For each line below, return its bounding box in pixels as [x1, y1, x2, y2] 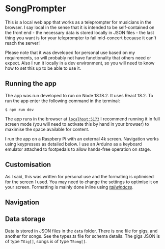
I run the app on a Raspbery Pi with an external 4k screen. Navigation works [5, 136, 159, 141]
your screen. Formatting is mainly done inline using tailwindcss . [5, 184, 134, 190]
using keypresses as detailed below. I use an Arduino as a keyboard [5, 141, 142, 147]
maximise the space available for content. [5, 126, 89, 132]
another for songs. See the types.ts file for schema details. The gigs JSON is [5, 233, 160, 239]
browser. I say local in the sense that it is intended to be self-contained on [5, 24, 155, 30]
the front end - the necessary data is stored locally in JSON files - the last [5, 29, 154, 35]
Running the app [5, 80, 56, 88]
